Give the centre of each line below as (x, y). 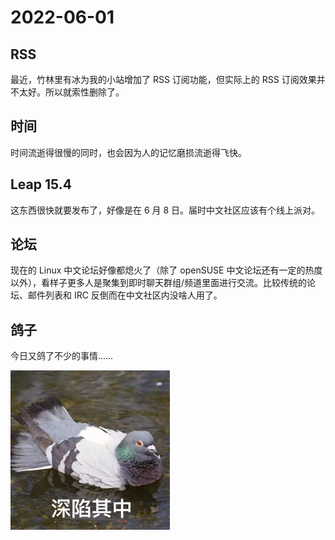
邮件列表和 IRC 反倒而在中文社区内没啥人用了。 (125, 295)
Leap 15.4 (41, 184)
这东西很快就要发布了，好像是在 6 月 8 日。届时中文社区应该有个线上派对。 (165, 210)
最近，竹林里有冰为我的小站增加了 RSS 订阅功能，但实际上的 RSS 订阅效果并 (168, 79)
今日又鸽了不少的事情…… (62, 356)
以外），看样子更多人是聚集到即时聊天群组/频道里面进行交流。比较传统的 (159, 283)
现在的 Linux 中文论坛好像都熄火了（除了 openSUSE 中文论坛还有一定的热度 (166, 270)
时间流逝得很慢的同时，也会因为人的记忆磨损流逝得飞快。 (128, 152)
